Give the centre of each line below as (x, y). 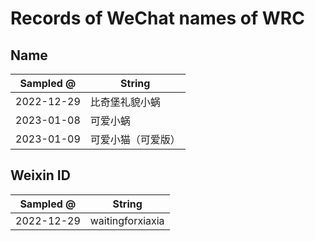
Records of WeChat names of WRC (157, 18)
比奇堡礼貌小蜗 (125, 102)
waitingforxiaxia (127, 220)
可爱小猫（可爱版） (135, 139)
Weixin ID (40, 175)
